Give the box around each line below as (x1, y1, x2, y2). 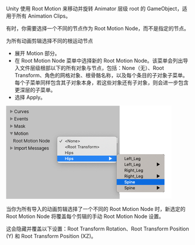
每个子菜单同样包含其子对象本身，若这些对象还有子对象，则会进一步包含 (14, 79, 189, 86)
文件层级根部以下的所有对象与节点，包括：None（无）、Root (19, 64, 165, 72)
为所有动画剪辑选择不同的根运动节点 (6, 38, 93, 44)
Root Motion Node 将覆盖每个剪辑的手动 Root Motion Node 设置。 (6, 213, 165, 220)
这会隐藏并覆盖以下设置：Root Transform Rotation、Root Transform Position (6, 225, 190, 232)
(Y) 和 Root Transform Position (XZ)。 (6, 233, 96, 239)
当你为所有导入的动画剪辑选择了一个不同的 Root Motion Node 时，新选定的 (6, 206, 186, 212)
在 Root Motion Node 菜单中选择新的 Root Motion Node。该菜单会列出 (14, 57, 183, 64)
